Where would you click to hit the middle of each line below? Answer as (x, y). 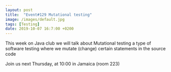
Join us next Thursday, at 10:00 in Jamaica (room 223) (63, 64)
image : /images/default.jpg (35, 19)
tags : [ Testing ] (22, 24)
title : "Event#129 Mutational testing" (49, 15)
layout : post (19, 10)
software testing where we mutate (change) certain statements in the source (85, 49)
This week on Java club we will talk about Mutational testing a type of (78, 43)
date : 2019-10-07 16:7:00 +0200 (39, 29)
